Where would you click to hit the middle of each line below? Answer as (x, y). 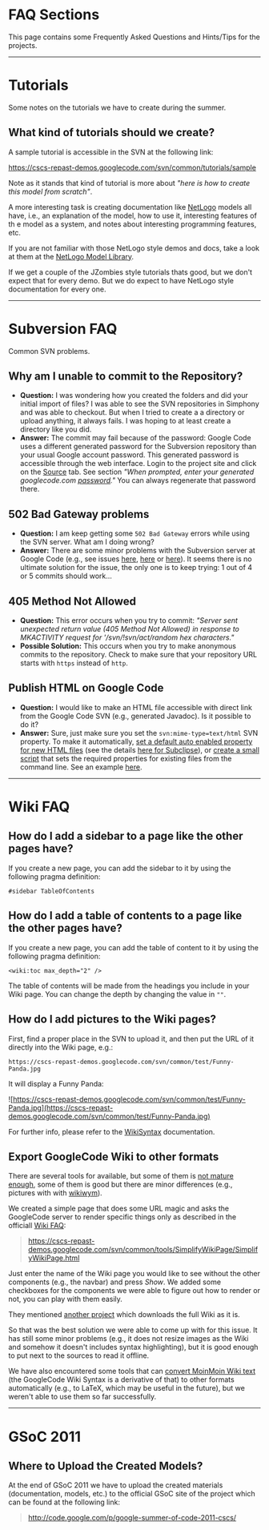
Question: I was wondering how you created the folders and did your (134, 396)
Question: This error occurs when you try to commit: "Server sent (129, 620)
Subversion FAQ (63, 329)
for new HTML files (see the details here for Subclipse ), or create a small (140, 749)
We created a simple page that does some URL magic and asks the (119, 1209)
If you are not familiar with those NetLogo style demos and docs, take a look (134, 248)
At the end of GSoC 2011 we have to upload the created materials (116, 1485)
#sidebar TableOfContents (51, 891)
